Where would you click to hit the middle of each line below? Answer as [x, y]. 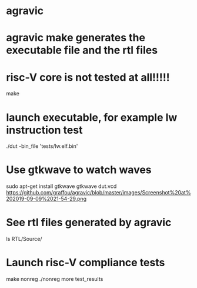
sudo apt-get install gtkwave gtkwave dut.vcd [61, 186]
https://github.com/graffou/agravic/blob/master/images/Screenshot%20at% [98, 193]
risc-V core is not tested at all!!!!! [88, 77]
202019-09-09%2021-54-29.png [46, 199]
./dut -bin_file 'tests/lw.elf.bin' [42, 146]
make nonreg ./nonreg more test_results [55, 279]
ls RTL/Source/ [24, 239]
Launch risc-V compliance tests [86, 263]
